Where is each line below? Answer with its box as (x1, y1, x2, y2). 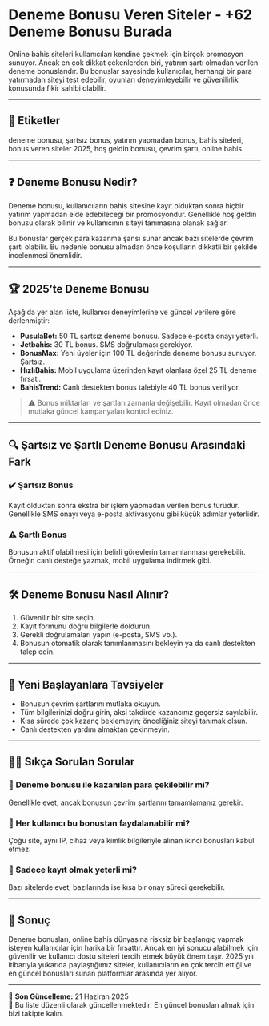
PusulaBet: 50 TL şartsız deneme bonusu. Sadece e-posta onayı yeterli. (19, 331, 259, 341)
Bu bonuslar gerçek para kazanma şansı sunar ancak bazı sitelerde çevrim (8, 233, 254, 243)
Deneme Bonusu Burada (8, 22, 173, 41)
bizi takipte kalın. (8, 1008, 64, 1019)
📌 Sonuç (8, 913, 50, 927)
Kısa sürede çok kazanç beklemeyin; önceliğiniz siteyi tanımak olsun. (19, 716, 248, 725)
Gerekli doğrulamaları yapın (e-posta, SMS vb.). (19, 630, 178, 640)
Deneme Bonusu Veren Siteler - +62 (8, 6, 252, 24)
